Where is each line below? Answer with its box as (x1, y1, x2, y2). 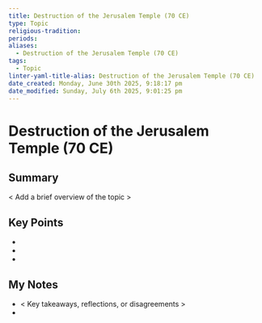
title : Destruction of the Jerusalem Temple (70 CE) (8, 11, 190, 20)
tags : (8, 57, 27, 65)
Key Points (8, 216, 64, 229)
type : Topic (8, 19, 49, 27)
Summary (8, 170, 59, 184)
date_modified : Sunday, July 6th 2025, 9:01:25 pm (8, 86, 183, 95)
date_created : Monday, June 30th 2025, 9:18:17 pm (8, 79, 183, 87)
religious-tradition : (8, 27, 82, 35)
